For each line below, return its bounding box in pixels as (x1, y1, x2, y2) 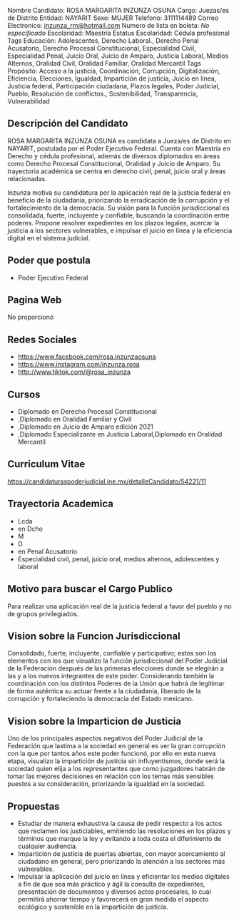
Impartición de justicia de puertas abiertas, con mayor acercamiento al (17, 849, 225, 858)
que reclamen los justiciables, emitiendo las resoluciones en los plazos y (17, 827, 232, 835)
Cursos (7, 388, 41, 400)
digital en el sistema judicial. (7, 233, 91, 242)
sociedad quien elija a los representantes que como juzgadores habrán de (7, 765, 225, 773)
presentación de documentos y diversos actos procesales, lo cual (17, 887, 212, 896)
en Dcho (17, 524, 43, 533)
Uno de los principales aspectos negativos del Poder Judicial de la (7, 734, 203, 743)
